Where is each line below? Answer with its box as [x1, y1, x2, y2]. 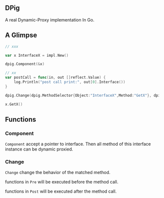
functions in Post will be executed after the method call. [5, 188, 117, 195]
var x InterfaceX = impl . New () [5, 53, 69, 58]
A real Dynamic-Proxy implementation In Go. [5, 17, 95, 22]
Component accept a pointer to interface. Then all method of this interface [5, 141, 151, 147]
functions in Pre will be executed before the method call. [5, 179, 119, 185]
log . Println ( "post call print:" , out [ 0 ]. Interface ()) [14, 80, 125, 85]
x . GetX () [5, 102, 23, 107]
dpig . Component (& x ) [5, 62, 45, 66]
